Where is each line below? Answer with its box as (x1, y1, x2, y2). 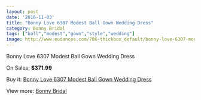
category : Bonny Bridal (6, 25, 66, 32)
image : (6, 36, 23, 42)
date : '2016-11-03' (6, 14, 55, 20)
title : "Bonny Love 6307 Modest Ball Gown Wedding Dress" (6, 20, 154, 26)
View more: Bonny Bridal (6, 87, 67, 94)
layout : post (6, 8, 39, 15)
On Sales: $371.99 (6, 64, 52, 71)
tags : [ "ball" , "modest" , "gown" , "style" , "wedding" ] (6, 31, 135, 37)
